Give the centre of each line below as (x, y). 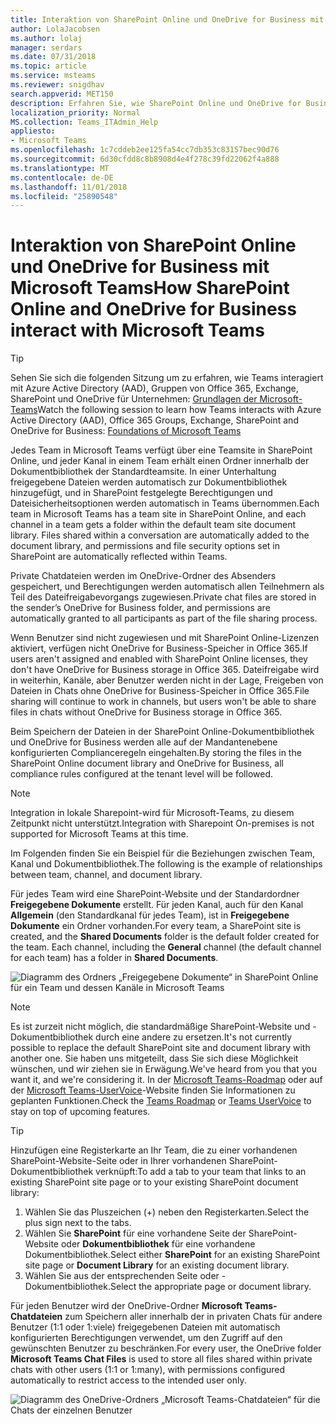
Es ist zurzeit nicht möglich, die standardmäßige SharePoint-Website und (160, 1027)
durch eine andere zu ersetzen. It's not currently (194, 1037)
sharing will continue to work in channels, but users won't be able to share (163, 702)
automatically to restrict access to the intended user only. (128, 1380)
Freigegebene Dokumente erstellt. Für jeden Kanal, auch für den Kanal (157, 905)
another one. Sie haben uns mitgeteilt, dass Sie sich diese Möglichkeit (154, 1058)
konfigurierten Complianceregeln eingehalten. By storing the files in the (156, 753)
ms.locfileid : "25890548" (64, 196)
